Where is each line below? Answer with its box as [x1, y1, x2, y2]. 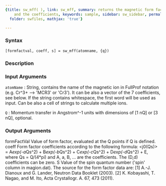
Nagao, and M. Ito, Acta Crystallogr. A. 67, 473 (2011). [5, 175, 114, 181]
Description [5, 60, 34, 67]
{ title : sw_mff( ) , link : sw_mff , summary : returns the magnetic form [5, 7, 154, 12]
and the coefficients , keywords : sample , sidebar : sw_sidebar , [14, 12, 147, 17]
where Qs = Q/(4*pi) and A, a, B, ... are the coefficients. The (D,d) [5, 154, 138, 160]
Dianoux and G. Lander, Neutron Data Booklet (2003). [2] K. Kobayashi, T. [5, 170, 156, 176]
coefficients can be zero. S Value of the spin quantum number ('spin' [5, 159, 145, 166]
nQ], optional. [5, 115, 33, 121]
